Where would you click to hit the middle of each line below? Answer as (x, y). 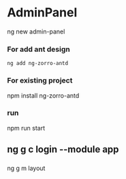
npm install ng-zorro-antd (43, 95)
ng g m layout (26, 168)
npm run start (26, 128)
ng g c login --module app (63, 149)
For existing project (40, 81)
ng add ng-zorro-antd (38, 64)
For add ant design (38, 49)
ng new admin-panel (36, 31)
